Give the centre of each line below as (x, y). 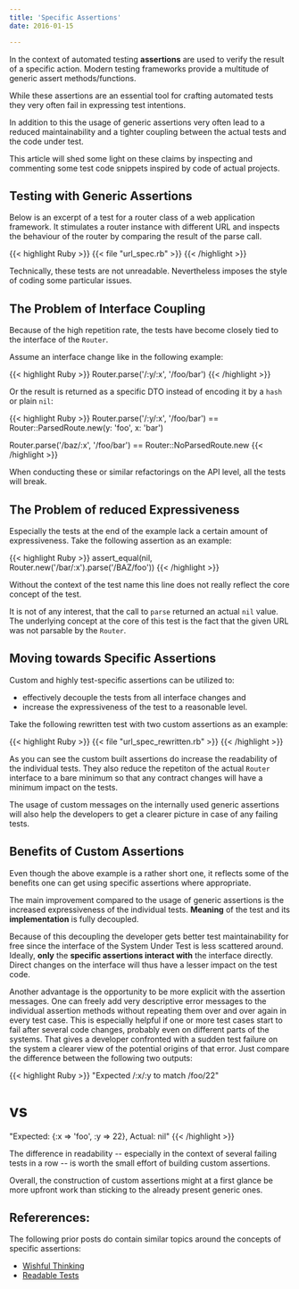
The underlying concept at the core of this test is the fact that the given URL (149, 621)
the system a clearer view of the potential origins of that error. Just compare (149, 1048)
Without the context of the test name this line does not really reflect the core (149, 584)
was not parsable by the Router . (68, 630)
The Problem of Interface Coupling (108, 309)
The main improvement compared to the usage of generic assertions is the (146, 900)
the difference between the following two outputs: (101, 1058)
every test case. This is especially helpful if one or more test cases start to (146, 1020)
